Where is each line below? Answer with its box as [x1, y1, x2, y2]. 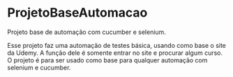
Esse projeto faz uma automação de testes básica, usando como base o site [7, 41, 227, 49]
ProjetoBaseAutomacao [7, 5, 148, 21]
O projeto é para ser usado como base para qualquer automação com [7, 55, 208, 64]
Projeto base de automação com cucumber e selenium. [7, 28, 166, 36]
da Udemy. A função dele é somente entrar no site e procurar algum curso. [7, 49, 223, 57]
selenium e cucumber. [7, 63, 71, 71]
